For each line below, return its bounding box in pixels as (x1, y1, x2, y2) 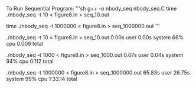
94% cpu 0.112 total (6, 58, 54, 65)
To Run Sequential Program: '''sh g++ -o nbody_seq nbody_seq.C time (6, 5, 177, 12)
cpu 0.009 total (6, 40, 43, 47)
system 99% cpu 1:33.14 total (6, 76, 78, 82)
